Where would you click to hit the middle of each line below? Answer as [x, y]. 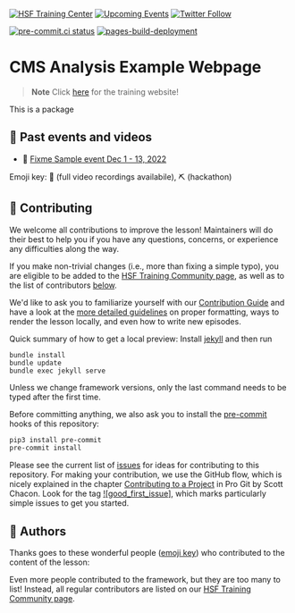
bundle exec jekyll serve [57, 371]
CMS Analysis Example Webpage [135, 67]
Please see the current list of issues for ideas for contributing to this [134, 466]
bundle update [36, 363]
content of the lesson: [50, 562]
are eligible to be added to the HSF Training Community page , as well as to [147, 275]
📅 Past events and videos [81, 137]
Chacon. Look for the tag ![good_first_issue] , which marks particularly [138, 494]
